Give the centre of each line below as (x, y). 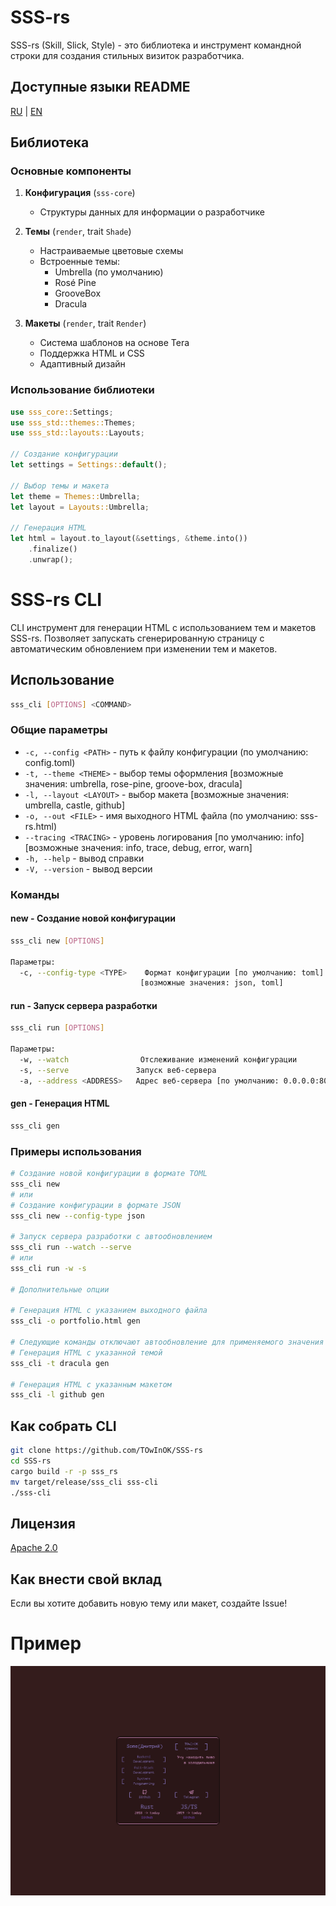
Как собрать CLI (63, 1426)
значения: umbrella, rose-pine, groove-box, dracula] (133, 783)
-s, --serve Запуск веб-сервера (118, 1070)
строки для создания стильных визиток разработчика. (127, 55)
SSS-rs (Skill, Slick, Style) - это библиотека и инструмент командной (156, 45)
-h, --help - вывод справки (84, 858)
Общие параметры (59, 730)
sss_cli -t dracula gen (60, 1363)
